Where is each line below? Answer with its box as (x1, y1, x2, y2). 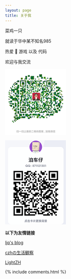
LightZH (5, 259, 21, 265)
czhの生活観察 (5, 249, 34, 256)
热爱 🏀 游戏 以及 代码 (5, 48, 47, 54)
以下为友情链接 (5, 230, 35, 236)
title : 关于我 (5, 13, 32, 18)
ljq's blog (5, 239, 23, 245)
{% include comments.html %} (5, 269, 67, 275)
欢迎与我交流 (5, 59, 31, 64)
